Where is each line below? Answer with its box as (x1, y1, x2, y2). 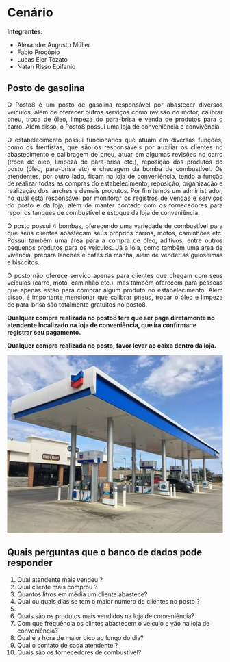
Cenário (7, 5, 53, 21)
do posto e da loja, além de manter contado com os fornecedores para (7, 201, 223, 209)
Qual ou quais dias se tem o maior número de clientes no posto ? (16, 597, 200, 605)
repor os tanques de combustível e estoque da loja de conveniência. (7, 208, 200, 216)
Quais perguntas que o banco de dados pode (7, 546, 203, 559)
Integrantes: (7, 27, 43, 36)
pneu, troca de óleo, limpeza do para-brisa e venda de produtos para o (7, 115, 223, 123)
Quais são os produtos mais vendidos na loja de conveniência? (16, 611, 195, 620)
